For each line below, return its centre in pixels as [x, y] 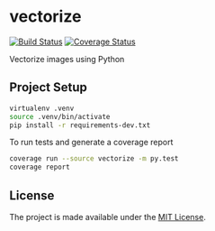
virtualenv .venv [42, 108]
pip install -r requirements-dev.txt [80, 125]
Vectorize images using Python [67, 59]
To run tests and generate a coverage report [91, 143]
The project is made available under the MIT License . [108, 217]
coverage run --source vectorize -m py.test [94, 159]
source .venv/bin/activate [60, 116]
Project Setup [49, 88]
